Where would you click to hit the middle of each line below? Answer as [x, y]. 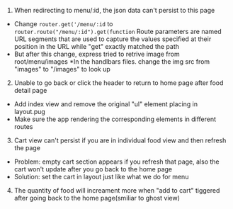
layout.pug [30, 112]
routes [23, 126]
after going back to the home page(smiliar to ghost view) [97, 198]
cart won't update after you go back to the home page [93, 169]
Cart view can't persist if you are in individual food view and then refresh [120, 140]
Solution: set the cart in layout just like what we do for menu [101, 177]
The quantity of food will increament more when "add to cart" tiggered [117, 190]
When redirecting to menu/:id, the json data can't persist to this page [114, 10]
